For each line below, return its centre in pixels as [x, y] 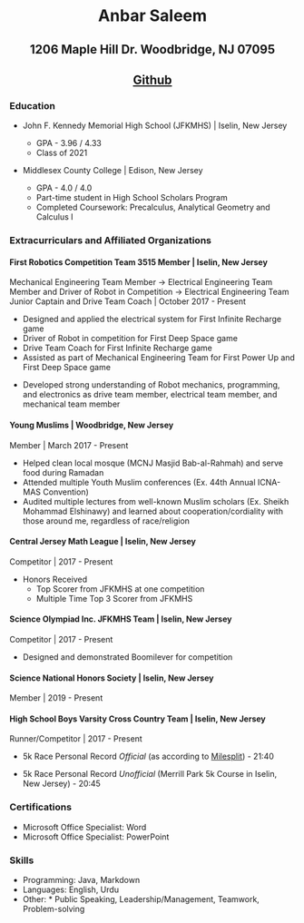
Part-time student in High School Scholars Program [132, 198]
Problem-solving [54, 909]
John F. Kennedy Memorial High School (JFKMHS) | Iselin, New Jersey [155, 126]
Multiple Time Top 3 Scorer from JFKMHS [114, 598]
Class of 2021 [62, 153]
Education [33, 105]
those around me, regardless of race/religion [106, 520]
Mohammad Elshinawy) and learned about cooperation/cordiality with [153, 511]
